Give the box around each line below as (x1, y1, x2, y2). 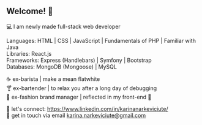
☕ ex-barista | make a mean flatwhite (6, 75, 100, 83)
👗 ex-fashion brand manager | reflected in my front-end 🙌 (6, 93, 152, 100)
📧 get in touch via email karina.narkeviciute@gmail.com (6, 112, 146, 119)
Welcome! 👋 (6, 6, 53, 17)
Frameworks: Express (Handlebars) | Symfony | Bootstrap (6, 56, 152, 64)
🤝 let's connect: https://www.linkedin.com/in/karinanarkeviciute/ (6, 105, 168, 112)
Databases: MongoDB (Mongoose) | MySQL (6, 63, 118, 70)
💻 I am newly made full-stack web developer (6, 23, 121, 30)
